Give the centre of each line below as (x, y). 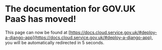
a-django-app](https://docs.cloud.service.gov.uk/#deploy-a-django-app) (79, 37)
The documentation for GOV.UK (70, 9)
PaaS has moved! (41, 19)
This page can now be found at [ (38, 32)
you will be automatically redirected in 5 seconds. (55, 42)
